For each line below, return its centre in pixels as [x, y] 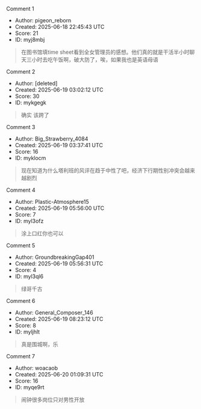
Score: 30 [27, 96]
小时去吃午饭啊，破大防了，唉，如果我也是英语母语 [95, 59]
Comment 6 [21, 301]
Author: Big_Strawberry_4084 [51, 139]
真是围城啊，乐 [39, 344]
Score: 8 [26, 325]
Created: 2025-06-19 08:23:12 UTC [59, 319]
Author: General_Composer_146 [54, 312]
